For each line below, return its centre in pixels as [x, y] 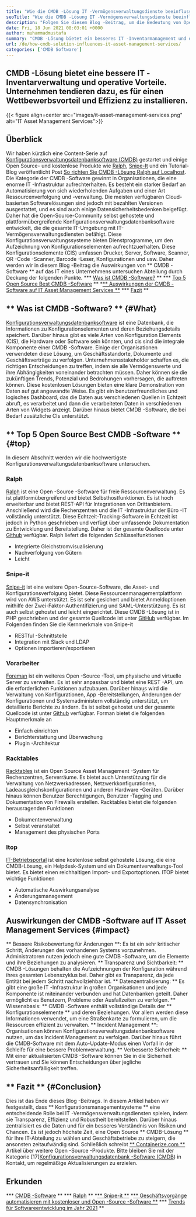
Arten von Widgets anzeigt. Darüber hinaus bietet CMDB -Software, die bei [96, 410]
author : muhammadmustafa [36, 33]
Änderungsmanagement [43, 896]
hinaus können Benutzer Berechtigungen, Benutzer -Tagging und [84, 796]
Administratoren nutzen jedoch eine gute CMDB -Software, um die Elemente [98, 957]
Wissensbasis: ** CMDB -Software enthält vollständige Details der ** [89, 1006]
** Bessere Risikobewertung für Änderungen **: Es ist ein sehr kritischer [93, 944]
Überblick [24, 139]
